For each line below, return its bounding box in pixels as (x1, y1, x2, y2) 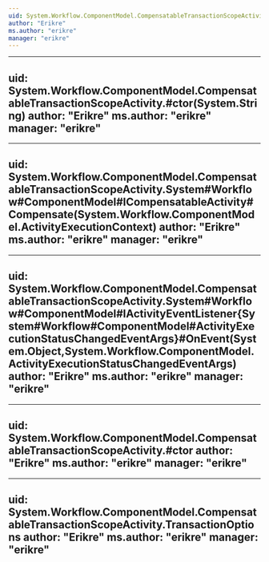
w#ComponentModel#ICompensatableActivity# (8, 196, 254, 209)
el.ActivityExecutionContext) (8, 220, 158, 234)
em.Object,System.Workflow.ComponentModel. (8, 345, 255, 358)
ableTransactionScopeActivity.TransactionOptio (8, 518, 255, 532)
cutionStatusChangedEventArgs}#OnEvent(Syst (8, 332, 257, 346)
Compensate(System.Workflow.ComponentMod (8, 208, 255, 221)
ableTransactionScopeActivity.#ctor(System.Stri (8, 96, 258, 110)
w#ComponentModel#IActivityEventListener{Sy (8, 307, 256, 321)
